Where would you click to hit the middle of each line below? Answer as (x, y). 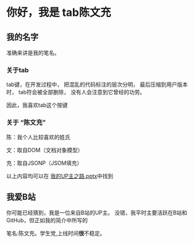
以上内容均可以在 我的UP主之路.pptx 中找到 (60, 176)
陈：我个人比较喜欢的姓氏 (38, 137)
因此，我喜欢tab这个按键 (37, 105)
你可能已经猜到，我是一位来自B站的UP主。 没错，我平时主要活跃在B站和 (97, 213)
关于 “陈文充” (26, 123)
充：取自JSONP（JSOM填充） (44, 163)
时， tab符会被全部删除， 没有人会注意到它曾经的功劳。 (76, 92)
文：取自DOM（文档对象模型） (45, 150)
